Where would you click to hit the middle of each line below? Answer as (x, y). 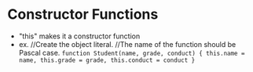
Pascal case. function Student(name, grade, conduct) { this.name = (132, 52)
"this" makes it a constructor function (79, 36)
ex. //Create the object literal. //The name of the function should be (127, 44)
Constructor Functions (83, 14)
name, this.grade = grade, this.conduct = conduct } (107, 60)
